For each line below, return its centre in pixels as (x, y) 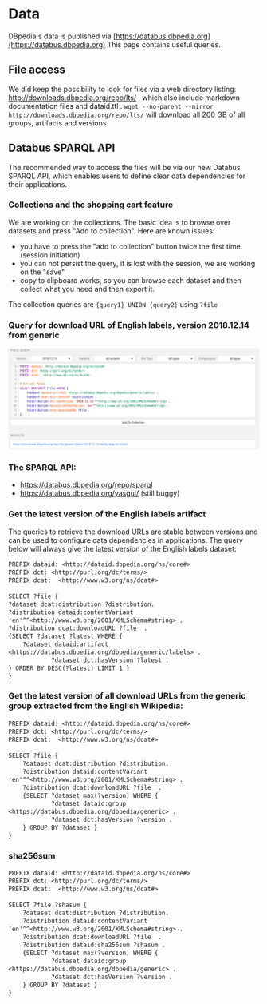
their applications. (38, 184)
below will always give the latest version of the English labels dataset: (122, 548)
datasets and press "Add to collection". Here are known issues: (112, 231)
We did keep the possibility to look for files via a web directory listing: (122, 89)
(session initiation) (50, 255)
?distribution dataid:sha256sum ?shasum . (94, 945)
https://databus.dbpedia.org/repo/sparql (86, 485)
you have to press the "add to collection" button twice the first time (130, 246)
